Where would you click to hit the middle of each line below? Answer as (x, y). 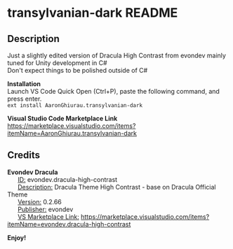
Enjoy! (17, 237)
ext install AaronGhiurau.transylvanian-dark (75, 106)
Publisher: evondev (45, 209)
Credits (24, 155)
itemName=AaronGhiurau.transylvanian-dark (72, 133)
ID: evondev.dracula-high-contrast (67, 179)
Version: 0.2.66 (39, 201)
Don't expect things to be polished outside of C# (78, 70)
